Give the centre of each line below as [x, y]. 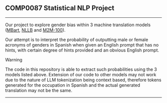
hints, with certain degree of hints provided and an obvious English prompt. [82, 50]
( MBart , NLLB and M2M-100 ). [35, 30]
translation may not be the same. [39, 90]
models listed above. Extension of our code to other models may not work [81, 74]
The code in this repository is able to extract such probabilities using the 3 [81, 69]
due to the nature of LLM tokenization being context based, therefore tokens [83, 80]
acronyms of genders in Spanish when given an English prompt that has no [82, 45]
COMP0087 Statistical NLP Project [60, 8]
